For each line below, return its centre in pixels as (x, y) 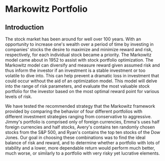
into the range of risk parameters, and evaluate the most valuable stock (78, 86)
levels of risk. (19, 97)
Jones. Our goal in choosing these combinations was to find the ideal (75, 137)
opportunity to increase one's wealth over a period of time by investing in (79, 44)
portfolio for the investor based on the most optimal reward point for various (82, 91)
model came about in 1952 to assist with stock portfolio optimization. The (79, 60)
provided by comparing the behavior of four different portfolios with (74, 111)
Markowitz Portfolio (46, 9)
